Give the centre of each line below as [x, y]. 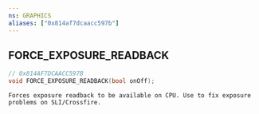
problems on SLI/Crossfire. [55, 103]
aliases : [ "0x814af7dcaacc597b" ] [64, 23]
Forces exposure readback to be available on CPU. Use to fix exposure [129, 96]
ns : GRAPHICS [30, 16]
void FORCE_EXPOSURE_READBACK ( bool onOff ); [82, 81]
